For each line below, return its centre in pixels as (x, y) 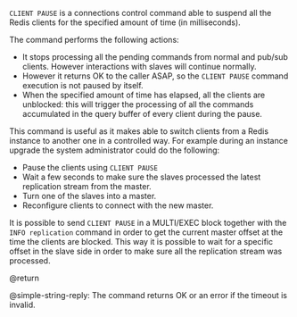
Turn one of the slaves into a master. (89, 196)
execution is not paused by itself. (83, 85)
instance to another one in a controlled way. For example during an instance (148, 141)
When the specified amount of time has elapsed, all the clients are (144, 95)
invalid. (22, 304)
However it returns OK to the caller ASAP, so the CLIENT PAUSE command (155, 76)
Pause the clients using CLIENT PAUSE (90, 167)
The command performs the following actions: (95, 40)
